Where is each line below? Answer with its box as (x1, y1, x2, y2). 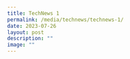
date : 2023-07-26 (7, 22, 57, 29)
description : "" (7, 35, 53, 42)
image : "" (7, 41, 36, 48)
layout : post (7, 28, 44, 36)
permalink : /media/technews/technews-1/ (7, 16, 125, 23)
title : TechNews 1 (7, 9, 60, 17)
